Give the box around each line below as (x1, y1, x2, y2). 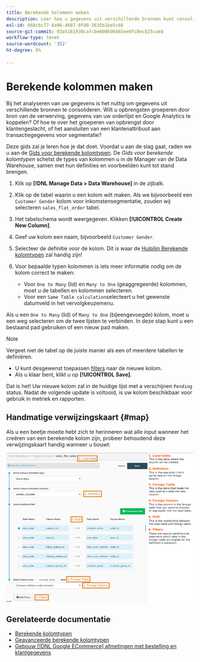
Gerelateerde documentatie (6, 614, 111, 624)
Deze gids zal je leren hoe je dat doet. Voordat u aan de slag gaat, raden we (6, 143, 192, 150)
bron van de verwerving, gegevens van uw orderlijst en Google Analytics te (6, 112, 191, 119)
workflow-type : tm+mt (6, 35, 60, 41)
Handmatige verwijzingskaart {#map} (6, 413, 150, 423)
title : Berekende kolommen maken (6, 10, 89, 15)
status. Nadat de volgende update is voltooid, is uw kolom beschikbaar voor (6, 389, 192, 396)
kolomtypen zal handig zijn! (14, 251, 82, 258)
